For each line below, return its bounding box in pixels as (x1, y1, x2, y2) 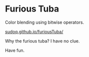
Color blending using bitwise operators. (5, 19, 84, 25)
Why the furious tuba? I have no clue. (5, 38, 80, 44)
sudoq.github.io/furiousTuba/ (5, 28, 63, 34)
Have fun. (5, 47, 25, 53)
